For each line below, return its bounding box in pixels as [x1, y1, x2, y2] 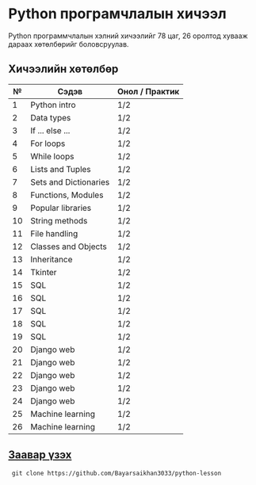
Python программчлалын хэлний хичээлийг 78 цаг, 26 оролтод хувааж [8, 31, 248, 40]
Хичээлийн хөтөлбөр [8, 63, 119, 76]
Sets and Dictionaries [30, 176, 110, 187]
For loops [30, 138, 66, 149]
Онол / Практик [117, 86, 180, 97]
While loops [30, 151, 75, 162]
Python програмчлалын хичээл [8, 5, 227, 23]
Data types [30, 112, 71, 123]
